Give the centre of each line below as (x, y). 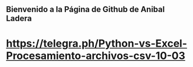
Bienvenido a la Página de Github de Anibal (85, 10)
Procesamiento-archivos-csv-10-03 (96, 56)
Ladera (19, 19)
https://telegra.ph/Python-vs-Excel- (97, 43)
